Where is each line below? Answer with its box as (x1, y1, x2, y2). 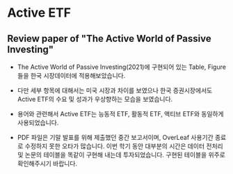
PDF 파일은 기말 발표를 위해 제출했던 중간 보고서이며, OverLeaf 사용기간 (17, 134, 214, 141)
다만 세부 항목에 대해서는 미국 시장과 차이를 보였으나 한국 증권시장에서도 (17, 86, 213, 95)
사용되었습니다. (17, 118, 59, 127)
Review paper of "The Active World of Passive (7, 33, 211, 45)
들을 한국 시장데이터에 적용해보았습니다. (17, 72, 126, 79)
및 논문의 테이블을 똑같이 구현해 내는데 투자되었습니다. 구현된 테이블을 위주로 (17, 151, 226, 159)
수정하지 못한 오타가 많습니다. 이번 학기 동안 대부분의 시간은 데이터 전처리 (24, 142, 224, 150)
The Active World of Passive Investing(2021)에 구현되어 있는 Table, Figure (17, 63, 226, 71)
